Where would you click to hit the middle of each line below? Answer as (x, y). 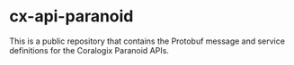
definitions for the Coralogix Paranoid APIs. (89, 50)
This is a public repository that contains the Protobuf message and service (147, 41)
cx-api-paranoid (71, 16)
